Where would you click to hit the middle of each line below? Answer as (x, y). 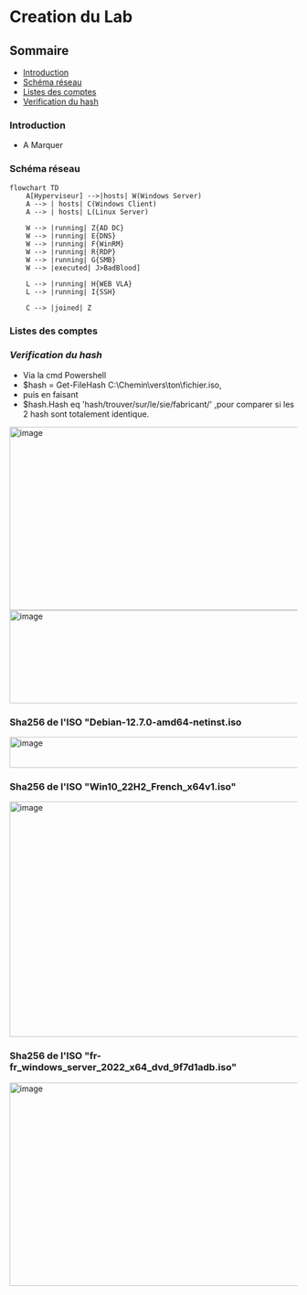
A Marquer (43, 145)
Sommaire (39, 51)
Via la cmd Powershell (64, 375)
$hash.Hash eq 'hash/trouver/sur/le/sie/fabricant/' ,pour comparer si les (159, 404)
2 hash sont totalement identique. (86, 414)
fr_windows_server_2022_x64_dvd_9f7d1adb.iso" (123, 1067)
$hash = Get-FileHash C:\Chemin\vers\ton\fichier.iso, (122, 385)
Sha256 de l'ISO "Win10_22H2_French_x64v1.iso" (123, 787)
